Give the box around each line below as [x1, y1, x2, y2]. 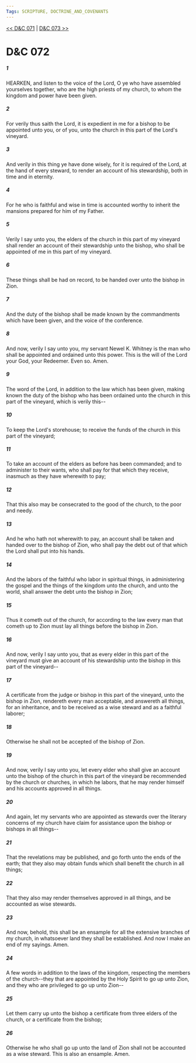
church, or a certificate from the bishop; [6, 1016, 102, 1023]
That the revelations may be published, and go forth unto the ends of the [6, 854, 181, 861]
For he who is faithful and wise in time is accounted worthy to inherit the [6, 201, 180, 208]
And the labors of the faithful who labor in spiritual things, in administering [6, 576, 185, 583]
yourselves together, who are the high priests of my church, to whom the [6, 85, 182, 92]
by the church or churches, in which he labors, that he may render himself [6, 779, 184, 786]
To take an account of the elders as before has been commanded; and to [6, 460, 182, 467]
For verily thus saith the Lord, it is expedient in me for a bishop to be [6, 120, 170, 127]
